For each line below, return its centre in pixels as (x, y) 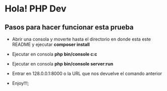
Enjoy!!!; (20, 83)
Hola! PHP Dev (36, 9)
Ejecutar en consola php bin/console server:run (63, 64)
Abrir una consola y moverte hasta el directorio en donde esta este (81, 39)
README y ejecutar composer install (51, 44)
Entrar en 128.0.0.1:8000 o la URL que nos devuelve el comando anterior (87, 73)
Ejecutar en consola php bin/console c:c (54, 54)
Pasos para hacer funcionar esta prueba (69, 27)
